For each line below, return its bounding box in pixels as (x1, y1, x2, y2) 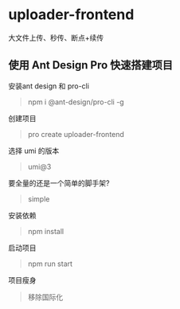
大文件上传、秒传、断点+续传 (8, 33, 104, 42)
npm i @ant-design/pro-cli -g (27, 97, 125, 107)
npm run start (27, 259, 73, 268)
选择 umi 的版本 (8, 146, 60, 155)
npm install (27, 226, 65, 236)
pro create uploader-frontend (27, 129, 125, 139)
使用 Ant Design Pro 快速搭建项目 (8, 58, 174, 72)
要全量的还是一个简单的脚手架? (8, 178, 110, 188)
